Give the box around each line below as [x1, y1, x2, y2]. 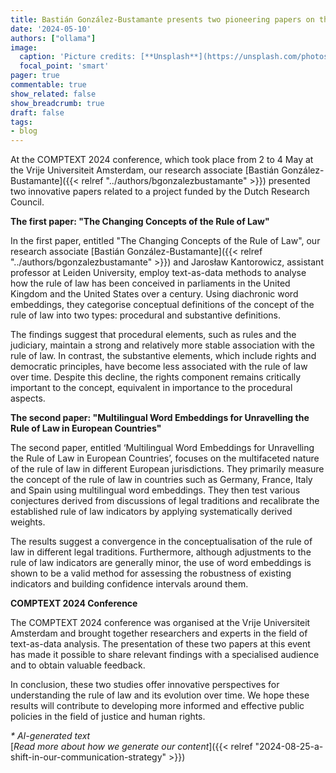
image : [10, 42, 38, 53]
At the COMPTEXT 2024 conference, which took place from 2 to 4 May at [10, 154, 314, 166]
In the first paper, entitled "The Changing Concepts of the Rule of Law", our [10, 235, 321, 247]
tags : [10, 117, 33, 127]
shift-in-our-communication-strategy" [10, 751, 167, 763]
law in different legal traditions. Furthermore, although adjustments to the [10, 546, 312, 558]
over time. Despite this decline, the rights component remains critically [10, 371, 302, 383]
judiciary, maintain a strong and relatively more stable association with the [10, 339, 315, 351]
